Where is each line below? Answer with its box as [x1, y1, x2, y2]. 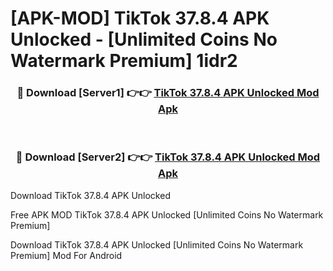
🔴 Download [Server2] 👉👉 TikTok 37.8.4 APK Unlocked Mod [15, 150, 321, 164]
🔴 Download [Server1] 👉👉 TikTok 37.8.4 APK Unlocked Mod [16, 86, 320, 100]
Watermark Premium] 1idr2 [10, 50, 238, 72]
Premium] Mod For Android [10, 249, 123, 261]
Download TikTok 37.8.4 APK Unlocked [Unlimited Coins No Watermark [10, 238, 304, 251]
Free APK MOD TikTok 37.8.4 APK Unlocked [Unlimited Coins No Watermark [10, 208, 324, 221]
